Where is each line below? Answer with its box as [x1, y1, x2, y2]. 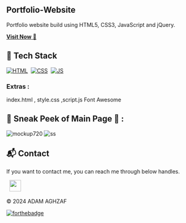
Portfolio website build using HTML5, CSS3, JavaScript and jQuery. [6, 21, 176, 28]
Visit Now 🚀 [6, 33, 37, 40]
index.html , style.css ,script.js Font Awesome [6, 96, 121, 103]
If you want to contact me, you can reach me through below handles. [6, 167, 180, 175]
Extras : [6, 82, 30, 90]
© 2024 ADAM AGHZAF [6, 197, 67, 205]
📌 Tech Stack [6, 51, 58, 61]
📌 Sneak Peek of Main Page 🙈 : [6, 114, 124, 124]
